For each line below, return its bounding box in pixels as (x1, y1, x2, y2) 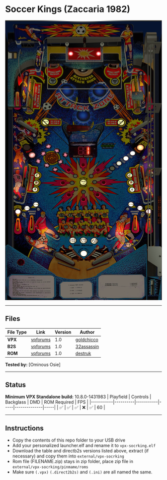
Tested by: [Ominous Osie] (5, 361, 61, 368)
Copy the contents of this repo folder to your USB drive (12, 437, 126, 443)
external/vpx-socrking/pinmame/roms (12, 465, 88, 470)
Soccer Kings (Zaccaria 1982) (5, 3, 131, 15)
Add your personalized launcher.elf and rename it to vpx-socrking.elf (12, 443, 156, 449)
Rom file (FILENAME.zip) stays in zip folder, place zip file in (12, 459, 133, 465)
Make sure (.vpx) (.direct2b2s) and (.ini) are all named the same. (12, 469, 153, 475)
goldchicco (75, 336, 98, 343)
